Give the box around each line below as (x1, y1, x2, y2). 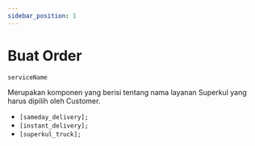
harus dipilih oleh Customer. (7, 96, 101, 106)
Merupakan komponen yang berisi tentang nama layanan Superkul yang (7, 87, 247, 97)
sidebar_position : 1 (7, 11, 77, 20)
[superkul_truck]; (19, 130, 82, 138)
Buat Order (7, 46, 82, 65)
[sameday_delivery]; (19, 113, 89, 121)
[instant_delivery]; (19, 122, 89, 130)
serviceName (7, 73, 48, 81)
